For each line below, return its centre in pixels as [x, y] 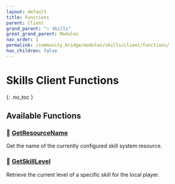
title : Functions [28, 17]
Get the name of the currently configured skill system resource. [84, 146]
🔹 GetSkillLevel [28, 161]
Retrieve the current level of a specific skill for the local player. [83, 174]
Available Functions [44, 116]
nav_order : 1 [22, 40]
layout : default [26, 12]
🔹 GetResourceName [37, 133]
